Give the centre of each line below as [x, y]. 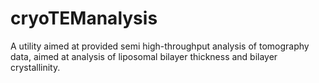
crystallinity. [35, 67]
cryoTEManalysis [84, 18]
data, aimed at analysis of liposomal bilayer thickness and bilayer [144, 56]
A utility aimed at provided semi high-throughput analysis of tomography [160, 46]
